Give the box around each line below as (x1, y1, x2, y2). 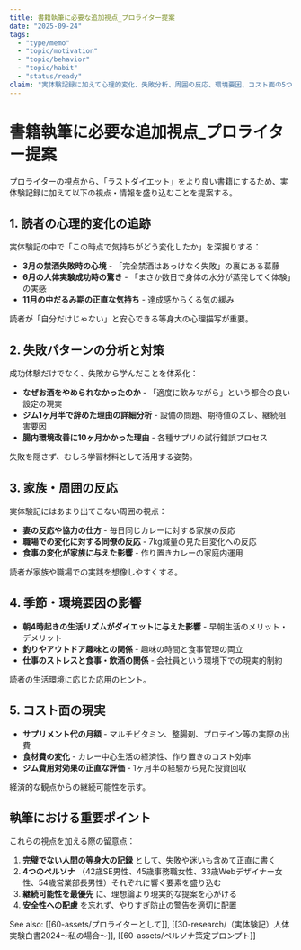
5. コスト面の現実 (9, 703, 106, 719)
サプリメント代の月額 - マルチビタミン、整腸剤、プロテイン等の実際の (22, 728, 283, 739)
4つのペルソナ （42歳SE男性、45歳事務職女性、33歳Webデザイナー (22, 866, 276, 877)
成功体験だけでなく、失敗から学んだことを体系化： (9, 368, 199, 379)
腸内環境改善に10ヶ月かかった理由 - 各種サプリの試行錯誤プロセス (22, 432, 268, 443)
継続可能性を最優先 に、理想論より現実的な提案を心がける (22, 889, 238, 900)
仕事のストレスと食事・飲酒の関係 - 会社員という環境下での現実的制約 (22, 655, 283, 665)
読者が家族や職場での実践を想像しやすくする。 (9, 566, 182, 577)
